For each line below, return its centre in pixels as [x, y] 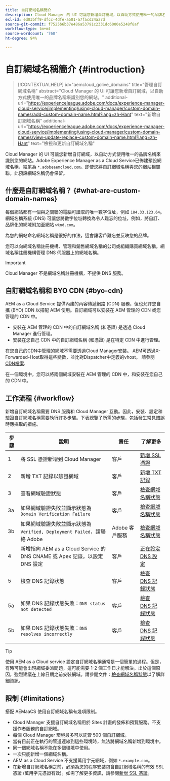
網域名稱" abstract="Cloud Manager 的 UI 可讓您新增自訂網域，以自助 [90, 91]
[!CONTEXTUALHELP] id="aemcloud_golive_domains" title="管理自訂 [90, 84]
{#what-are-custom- [107, 191]
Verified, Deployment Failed [56, 532]
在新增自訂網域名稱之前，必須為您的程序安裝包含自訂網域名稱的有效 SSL [88, 767]
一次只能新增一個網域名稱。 [41, 754]
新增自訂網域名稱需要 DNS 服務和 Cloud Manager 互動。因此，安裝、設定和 [84, 412]
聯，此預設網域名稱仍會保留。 [36, 173]
